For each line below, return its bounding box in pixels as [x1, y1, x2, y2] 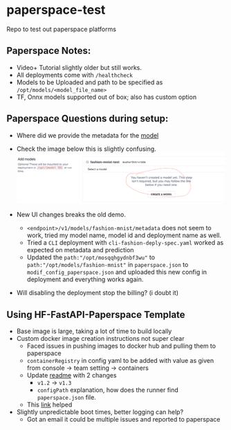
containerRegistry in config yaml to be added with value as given [26, 357, 214, 365]
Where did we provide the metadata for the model [16, 131, 159, 140]
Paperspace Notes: [6, 45, 91, 57]
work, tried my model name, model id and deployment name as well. [26, 231, 222, 240]
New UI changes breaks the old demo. [16, 210, 126, 219]
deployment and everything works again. [26, 275, 144, 283]
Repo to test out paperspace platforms [6, 25, 117, 33]
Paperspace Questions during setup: [6, 113, 169, 124]
